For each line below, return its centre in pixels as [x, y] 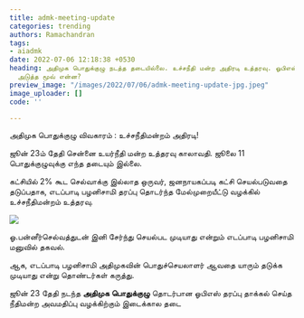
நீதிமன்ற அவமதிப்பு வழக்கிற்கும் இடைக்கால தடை [95, 304]
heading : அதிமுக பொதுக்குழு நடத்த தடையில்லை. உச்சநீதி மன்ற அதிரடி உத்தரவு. [141, 69]
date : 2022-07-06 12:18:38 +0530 [72, 60]
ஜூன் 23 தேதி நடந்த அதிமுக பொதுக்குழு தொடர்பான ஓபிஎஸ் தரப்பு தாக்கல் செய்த [151, 294]
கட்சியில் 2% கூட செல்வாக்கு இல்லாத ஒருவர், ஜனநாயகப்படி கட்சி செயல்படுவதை [148, 182]
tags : [19, 43]
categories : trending [50, 26]
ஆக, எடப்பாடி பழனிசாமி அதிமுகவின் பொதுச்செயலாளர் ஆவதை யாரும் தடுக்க [146, 265]
